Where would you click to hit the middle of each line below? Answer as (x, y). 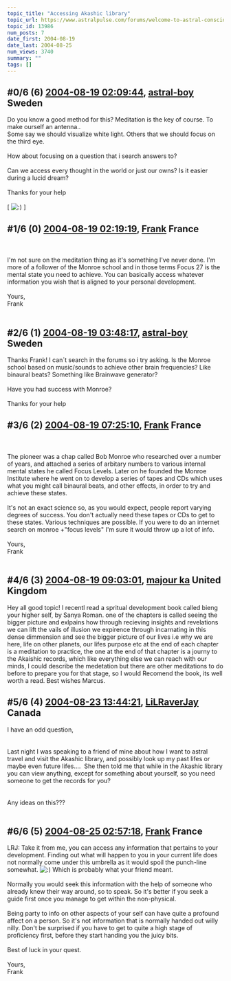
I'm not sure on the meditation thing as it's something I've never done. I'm (111, 260)
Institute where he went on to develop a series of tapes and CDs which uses (115, 478)
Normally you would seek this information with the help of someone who (110, 884)
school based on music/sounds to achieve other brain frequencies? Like (109, 368)
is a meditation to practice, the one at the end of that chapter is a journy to (112, 651)
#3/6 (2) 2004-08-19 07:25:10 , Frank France (104, 426)
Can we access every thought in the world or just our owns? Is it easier (108, 171)
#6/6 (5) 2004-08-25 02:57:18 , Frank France (105, 831)
